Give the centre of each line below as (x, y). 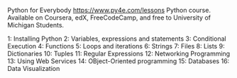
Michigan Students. (36, 25)
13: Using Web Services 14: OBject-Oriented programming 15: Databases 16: (118, 61)
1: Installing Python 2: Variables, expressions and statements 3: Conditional (117, 39)
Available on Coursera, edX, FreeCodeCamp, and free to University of (109, 18)
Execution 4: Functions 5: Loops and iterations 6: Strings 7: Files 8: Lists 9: (116, 46)
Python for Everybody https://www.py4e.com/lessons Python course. (109, 10)
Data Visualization (34, 69)
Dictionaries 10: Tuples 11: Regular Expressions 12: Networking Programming (119, 53)
